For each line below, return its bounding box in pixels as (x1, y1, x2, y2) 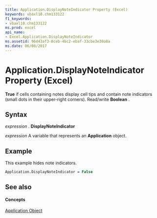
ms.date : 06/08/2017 (5, 44, 47, 48)
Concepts (5, 196, 25, 203)
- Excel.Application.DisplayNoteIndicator (5, 35, 93, 40)
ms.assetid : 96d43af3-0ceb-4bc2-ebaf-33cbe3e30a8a (5, 39, 111, 44)
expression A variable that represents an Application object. (5, 133, 127, 139)
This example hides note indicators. (5, 160, 77, 166)
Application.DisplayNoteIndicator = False (5, 170, 93, 174)
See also (5, 183, 32, 191)
